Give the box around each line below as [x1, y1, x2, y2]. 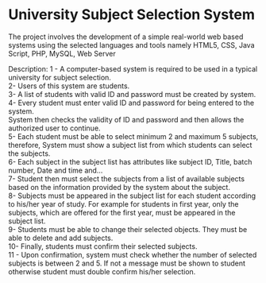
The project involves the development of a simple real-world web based [8, 32, 244, 41]
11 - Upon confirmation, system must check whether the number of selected [8, 250, 257, 259]
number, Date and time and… [8, 165, 103, 175]
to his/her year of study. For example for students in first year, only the [8, 199, 239, 208]
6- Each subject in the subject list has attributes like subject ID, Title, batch [8, 157, 253, 166]
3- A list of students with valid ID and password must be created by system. [8, 89, 256, 99]
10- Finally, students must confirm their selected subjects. [8, 241, 198, 251]
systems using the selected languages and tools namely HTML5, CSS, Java [8, 40, 255, 49]
